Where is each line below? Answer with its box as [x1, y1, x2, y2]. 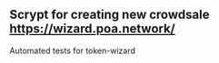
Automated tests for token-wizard [9, 45, 136, 56]
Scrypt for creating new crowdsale [9, 7, 210, 22]
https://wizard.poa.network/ [9, 22, 175, 37]
